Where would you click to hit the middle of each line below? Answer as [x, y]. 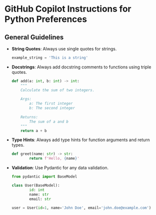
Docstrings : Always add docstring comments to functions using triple [81, 67]
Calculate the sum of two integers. [58, 90]
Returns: [29, 117]
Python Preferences [46, 19]
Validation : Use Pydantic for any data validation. [60, 168]
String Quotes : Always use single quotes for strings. [64, 49]
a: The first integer [51, 104]
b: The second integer [52, 108]
